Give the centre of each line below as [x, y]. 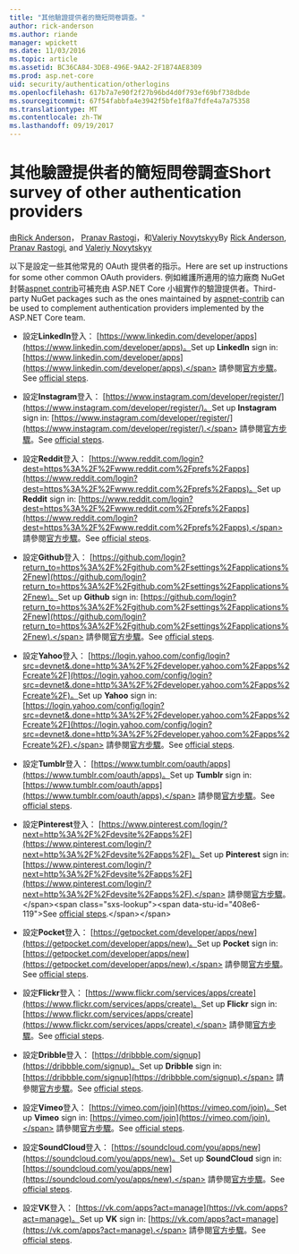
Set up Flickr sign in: [239, 1003]
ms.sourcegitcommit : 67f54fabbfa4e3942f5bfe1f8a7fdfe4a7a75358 [130, 101]
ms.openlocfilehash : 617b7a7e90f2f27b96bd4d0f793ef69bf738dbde [130, 92]
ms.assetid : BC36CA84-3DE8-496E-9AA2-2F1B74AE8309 [106, 68]
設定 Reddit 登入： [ [57, 459]
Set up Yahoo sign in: [117, 695]
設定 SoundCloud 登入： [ [68, 1147]
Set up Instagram [244, 408]
